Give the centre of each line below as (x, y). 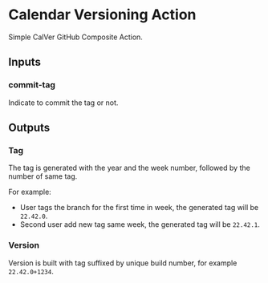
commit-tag (32, 85)
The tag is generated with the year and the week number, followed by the (129, 168)
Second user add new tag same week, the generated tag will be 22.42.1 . (140, 224)
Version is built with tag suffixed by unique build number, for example (123, 263)
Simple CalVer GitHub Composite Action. (75, 37)
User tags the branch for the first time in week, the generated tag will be (139, 208)
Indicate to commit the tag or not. (63, 103)
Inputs (25, 62)
